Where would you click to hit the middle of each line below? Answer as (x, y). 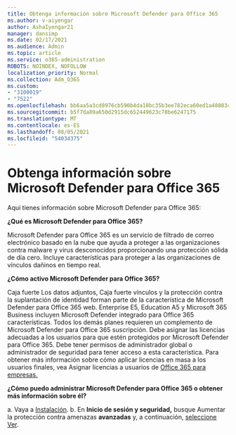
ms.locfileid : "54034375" (45, 138)
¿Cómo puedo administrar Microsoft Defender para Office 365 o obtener (115, 388)
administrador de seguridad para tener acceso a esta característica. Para (113, 353)
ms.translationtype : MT (42, 118)
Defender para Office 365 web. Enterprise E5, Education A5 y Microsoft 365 (117, 307)
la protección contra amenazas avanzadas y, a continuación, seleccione (112, 417)
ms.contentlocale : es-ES (44, 125)
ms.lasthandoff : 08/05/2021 (48, 132)
